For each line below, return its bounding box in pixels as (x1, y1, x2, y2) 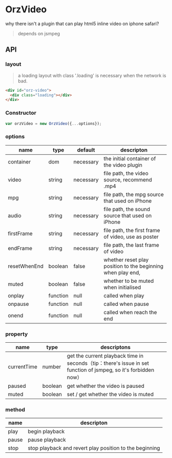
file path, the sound (103, 205, 150, 213)
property (5, 330, 28, 338)
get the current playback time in (67, 352, 144, 360)
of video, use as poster (103, 233, 159, 240)
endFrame (8, 244, 32, 252)
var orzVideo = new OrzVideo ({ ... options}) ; (5, 121, 102, 126)
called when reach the (103, 308, 157, 316)
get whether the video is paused (67, 383, 145, 390)
